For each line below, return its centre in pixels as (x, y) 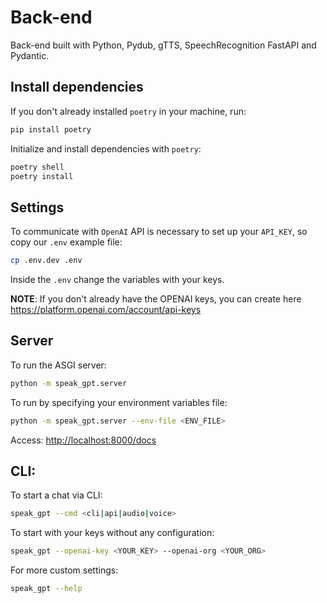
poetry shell (37, 167)
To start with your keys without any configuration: (112, 533)
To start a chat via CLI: (56, 495)
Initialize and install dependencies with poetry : (106, 148)
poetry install (42, 176)
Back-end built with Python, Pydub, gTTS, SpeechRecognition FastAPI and (163, 45)
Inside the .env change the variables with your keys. (117, 280)
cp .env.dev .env (46, 261)
